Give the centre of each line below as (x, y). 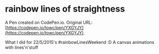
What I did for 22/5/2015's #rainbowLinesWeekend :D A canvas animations (79, 42)
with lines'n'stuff (22, 47)
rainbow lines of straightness (65, 9)
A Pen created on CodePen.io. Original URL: (49, 22)
